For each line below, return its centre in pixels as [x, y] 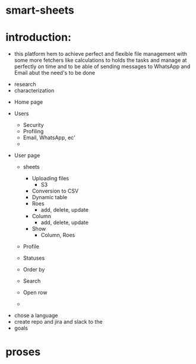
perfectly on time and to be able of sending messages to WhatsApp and [102, 66]
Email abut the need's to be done [55, 73]
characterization [34, 91]
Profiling [33, 132]
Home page [29, 102]
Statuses [34, 258]
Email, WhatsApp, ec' [49, 138]
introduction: [39, 38]
